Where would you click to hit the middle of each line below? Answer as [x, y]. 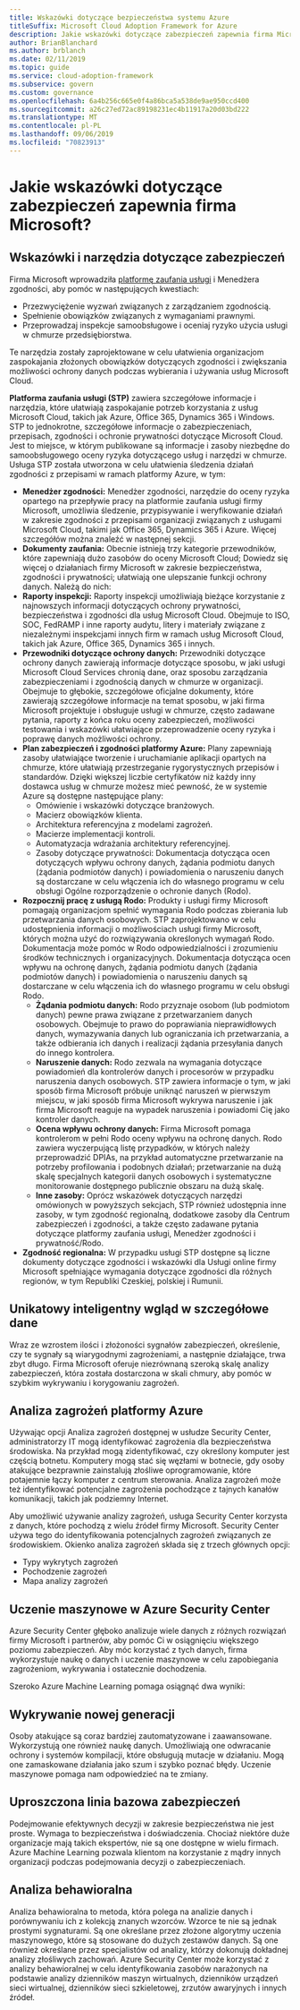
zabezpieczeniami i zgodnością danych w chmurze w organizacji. [142, 681]
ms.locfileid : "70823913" [57, 142]
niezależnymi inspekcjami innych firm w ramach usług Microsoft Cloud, [153, 634]
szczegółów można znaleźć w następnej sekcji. [109, 539]
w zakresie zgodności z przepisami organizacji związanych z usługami [152, 519]
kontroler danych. [68, 1119]
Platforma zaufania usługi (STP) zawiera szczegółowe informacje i [133, 398]
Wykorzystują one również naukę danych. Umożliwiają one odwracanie [140, 1745]
